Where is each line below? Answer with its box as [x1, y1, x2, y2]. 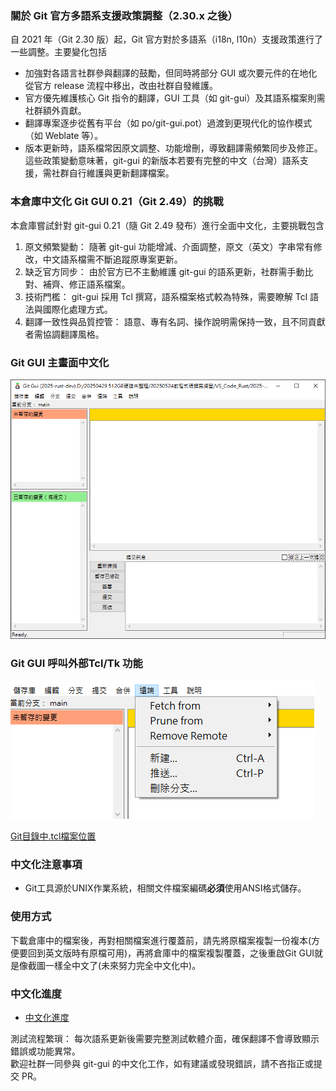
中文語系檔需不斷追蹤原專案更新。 [42, 253, 183, 265]
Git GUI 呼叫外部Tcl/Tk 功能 [10, 656, 143, 670]
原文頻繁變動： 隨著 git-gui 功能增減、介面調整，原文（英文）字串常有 [24, 240, 314, 252]
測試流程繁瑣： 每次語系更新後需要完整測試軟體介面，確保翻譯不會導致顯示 [10, 1032, 320, 1044]
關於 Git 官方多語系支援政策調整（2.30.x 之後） [10, 8, 238, 22]
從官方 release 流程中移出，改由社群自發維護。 [24, 80, 218, 92]
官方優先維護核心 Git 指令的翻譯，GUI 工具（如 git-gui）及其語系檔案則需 [24, 92, 326, 104]
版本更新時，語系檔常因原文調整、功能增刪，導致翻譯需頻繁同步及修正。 [24, 142, 323, 154]
